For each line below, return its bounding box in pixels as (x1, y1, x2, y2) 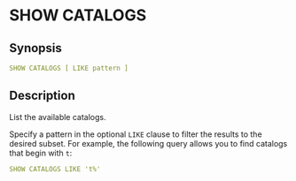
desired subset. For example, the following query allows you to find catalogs (9, 138, 288, 148)
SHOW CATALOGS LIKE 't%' (9, 164, 101, 173)
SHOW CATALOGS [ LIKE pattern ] (9, 64, 129, 72)
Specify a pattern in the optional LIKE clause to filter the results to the (9, 129, 263, 140)
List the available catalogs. (9, 111, 106, 122)
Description (9, 88, 75, 103)
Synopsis (9, 41, 62, 56)
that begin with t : (9, 147, 73, 158)
